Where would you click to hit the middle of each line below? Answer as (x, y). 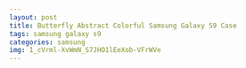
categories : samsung (48, 42)
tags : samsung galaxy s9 (55, 34)
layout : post (33, 17)
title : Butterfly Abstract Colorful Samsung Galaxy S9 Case (123, 26)
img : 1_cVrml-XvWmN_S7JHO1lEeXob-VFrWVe (86, 50)
